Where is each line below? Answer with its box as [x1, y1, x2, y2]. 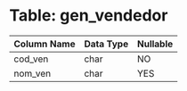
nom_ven [13, 67, 52, 79]
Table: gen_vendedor [9, 5, 168, 26]
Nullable [136, 37, 174, 50]
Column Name [13, 37, 76, 50]
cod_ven [13, 53, 49, 65]
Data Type [84, 37, 129, 50]
